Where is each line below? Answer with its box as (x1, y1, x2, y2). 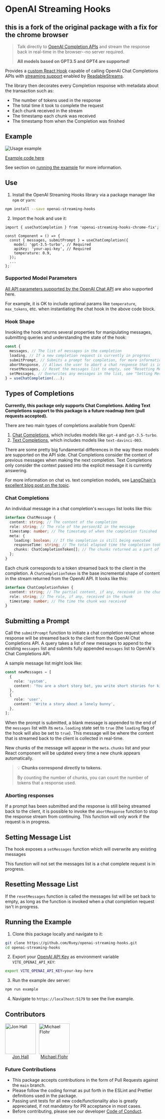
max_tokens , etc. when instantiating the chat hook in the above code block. (5, 306, 156, 312)
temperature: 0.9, (14, 250, 52, 256)
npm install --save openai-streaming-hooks (5, 206, 96, 212)
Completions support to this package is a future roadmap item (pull (5, 407, 145, 413)
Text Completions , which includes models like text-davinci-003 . (12, 437, 142, 443)
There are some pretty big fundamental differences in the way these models (5, 447, 159, 453)
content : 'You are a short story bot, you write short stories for (14, 683, 155, 688)
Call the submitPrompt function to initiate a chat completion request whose (5, 630, 155, 636)
